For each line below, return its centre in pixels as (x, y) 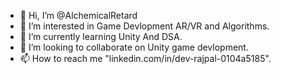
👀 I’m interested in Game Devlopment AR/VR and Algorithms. (144, 26)
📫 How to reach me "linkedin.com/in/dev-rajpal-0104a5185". (145, 58)
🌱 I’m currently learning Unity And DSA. (101, 36)
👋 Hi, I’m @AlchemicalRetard (78, 15)
